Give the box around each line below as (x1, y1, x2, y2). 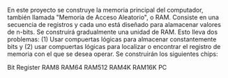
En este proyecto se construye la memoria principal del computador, (7, 6, 204, 14)
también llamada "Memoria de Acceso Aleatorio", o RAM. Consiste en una (7, 13, 220, 21)
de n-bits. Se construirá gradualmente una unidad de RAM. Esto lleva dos (7, 28, 218, 36)
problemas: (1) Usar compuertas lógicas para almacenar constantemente (7, 35, 217, 43)
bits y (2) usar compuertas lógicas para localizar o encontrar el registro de (7, 43, 221, 50)
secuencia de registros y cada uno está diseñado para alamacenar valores (7, 21, 222, 28)
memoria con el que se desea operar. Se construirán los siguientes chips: (7, 50, 218, 58)
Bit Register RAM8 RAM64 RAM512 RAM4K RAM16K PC (7, 64, 167, 71)
